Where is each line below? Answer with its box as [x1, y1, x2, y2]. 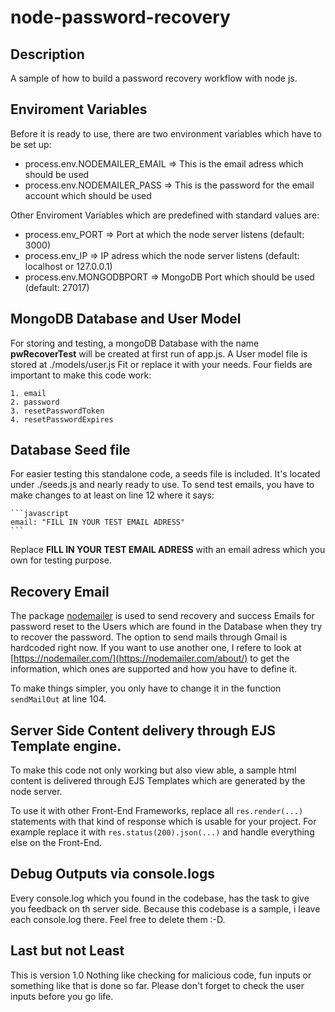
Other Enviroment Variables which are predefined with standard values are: [10, 209, 320, 221]
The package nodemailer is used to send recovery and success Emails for [10, 610, 315, 622]
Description [10, 46, 85, 63]
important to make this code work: [10, 369, 152, 381]
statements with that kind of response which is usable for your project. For [10, 816, 317, 828]
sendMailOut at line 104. [10, 693, 107, 705]
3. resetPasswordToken [10, 406, 105, 416]
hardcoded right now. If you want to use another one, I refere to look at [10, 642, 302, 654]
